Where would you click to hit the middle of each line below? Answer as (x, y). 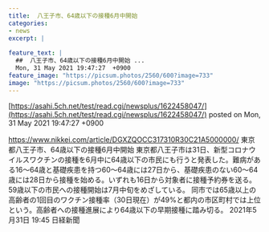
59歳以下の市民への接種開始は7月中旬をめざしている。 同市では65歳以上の (132, 189)
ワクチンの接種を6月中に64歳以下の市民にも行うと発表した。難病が (142, 159)
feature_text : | (35, 53)
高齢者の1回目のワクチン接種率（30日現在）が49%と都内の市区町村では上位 (134, 199)
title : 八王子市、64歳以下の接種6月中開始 (73, 16)
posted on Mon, (234, 114)
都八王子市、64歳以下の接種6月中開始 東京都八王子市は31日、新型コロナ (128, 149)
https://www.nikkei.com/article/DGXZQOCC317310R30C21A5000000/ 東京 (132, 139)
